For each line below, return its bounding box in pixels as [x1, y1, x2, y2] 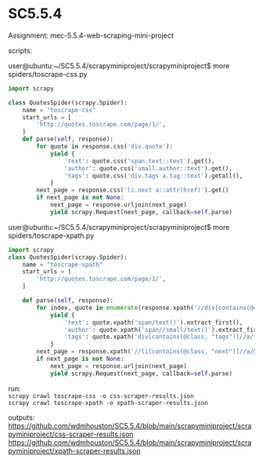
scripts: [8, 46, 33, 55]
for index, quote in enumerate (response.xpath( [36, 304, 194, 312]
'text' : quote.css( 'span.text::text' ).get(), [63, 157, 215, 165]
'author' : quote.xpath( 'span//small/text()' [63, 326, 212, 334]
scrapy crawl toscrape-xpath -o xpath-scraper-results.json [8, 399, 209, 406]
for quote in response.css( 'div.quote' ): [36, 143, 174, 151]
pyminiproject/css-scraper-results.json [8, 429, 135, 439]
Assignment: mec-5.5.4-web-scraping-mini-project [8, 31, 175, 40]
